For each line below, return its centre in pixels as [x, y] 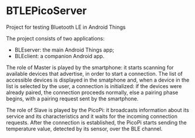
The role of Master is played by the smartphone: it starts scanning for [90, 67]
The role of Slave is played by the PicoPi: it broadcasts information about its [97, 110]
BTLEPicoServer [46, 11]
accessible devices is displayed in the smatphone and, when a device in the [98, 80]
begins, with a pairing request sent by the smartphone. [73, 99]
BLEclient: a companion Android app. [59, 56]
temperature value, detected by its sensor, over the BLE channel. [84, 129]
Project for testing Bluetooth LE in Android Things [66, 27]
